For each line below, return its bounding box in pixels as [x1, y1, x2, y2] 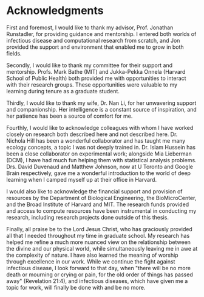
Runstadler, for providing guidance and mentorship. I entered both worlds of [6, 30, 197, 37]
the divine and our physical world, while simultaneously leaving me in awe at [6, 245, 198, 252]
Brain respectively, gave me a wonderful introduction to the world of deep [6, 169, 191, 177]
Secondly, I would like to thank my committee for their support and [6, 62, 173, 69]
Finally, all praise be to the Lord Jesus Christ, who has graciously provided [6, 225, 192, 232]
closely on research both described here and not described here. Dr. [6, 131, 178, 138]
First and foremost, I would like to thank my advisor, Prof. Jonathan [6, 24, 174, 31]
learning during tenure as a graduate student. [6, 87, 120, 95]
